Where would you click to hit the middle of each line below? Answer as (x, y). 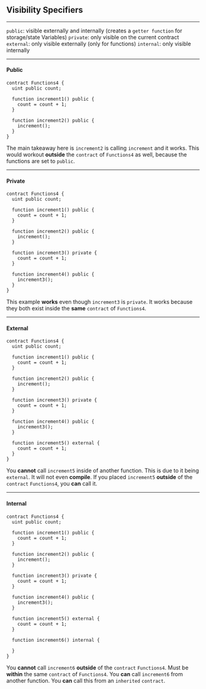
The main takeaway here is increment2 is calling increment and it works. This (103, 148)
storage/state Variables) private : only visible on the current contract (93, 37)
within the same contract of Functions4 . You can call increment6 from (95, 674)
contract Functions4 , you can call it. (52, 483)
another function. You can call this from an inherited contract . (86, 680)
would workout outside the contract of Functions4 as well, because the (97, 155)
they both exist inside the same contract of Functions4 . (76, 309)
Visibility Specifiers (45, 10)
